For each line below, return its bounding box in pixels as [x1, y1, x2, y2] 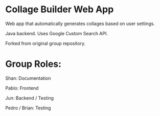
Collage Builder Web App [5, 4, 114, 15]
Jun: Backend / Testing [5, 95, 54, 101]
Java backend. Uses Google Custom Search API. [5, 30, 108, 36]
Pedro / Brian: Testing [5, 105, 51, 111]
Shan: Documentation [5, 75, 51, 81]
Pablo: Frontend [5, 85, 39, 91]
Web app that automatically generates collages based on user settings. [5, 20, 155, 27]
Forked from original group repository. [5, 40, 86, 47]
